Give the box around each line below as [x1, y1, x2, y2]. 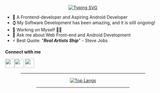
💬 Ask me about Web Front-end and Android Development [12, 32, 131, 38]
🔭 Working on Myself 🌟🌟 [12, 27, 62, 32]
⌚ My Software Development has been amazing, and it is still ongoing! [12, 20, 156, 26]
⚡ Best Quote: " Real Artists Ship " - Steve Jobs [12, 37, 108, 43]
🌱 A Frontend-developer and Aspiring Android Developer [12, 14, 128, 20]
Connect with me [5, 49, 41, 55]
